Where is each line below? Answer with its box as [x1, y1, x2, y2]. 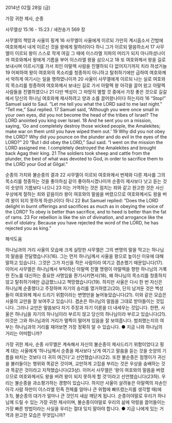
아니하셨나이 [140, 50, 166, 56]
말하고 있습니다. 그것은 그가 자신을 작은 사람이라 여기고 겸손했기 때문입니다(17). [5, 259, 164, 266]
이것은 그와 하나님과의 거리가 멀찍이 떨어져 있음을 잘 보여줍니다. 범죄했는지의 [5, 318, 159, 323]
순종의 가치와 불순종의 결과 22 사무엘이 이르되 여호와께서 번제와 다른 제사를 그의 [5, 172, 166, 178]
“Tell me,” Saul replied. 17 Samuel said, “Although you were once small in [5, 107, 159, 112]
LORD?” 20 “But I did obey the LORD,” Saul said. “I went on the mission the [5, 139, 163, 145]
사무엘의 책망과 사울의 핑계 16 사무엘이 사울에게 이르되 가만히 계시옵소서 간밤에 [5, 38, 163, 43]
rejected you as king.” [5, 225, 51, 231]
